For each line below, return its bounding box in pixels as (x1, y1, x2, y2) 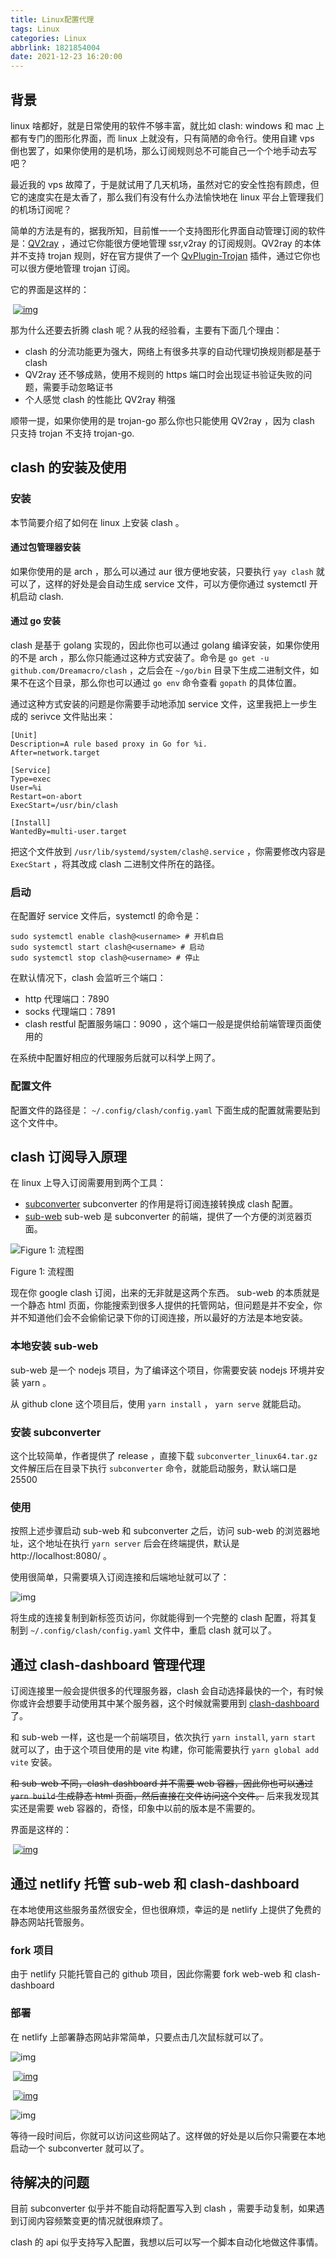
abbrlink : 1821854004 (10, 42, 101, 53)
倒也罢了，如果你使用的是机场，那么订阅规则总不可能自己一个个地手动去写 (10, 144, 317, 156)
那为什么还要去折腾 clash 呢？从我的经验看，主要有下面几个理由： (10, 324, 283, 336)
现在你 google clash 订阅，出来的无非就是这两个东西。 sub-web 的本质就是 (10, 1287, 320, 1299)
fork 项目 (10, 1943, 55, 1957)
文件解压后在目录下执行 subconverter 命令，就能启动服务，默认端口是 (10, 1462, 297, 1475)
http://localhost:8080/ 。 (10, 1550, 112, 1562)
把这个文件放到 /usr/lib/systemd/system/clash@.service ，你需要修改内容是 (10, 846, 326, 858)
